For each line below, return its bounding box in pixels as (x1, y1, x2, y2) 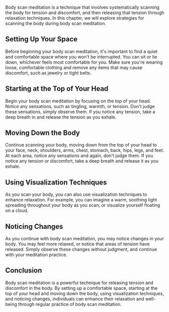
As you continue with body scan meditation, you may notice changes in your (5, 236, 164, 242)
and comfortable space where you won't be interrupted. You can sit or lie (5, 54, 157, 60)
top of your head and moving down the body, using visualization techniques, (5, 290, 164, 296)
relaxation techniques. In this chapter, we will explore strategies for (5, 15, 145, 21)
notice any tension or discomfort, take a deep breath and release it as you (5, 158, 159, 164)
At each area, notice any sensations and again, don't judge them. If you (5, 152, 153, 159)
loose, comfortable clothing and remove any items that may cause (5, 64, 143, 70)
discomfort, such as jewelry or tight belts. (5, 70, 92, 76)
